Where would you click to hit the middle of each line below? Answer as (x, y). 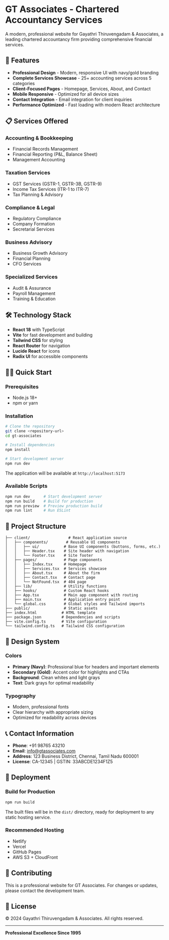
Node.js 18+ (25, 398)
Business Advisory (29, 242)
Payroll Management (34, 293)
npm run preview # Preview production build (54, 506)
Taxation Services (28, 173)
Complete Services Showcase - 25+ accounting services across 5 (82, 78)
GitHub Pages (27, 852)
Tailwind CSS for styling (38, 341)
